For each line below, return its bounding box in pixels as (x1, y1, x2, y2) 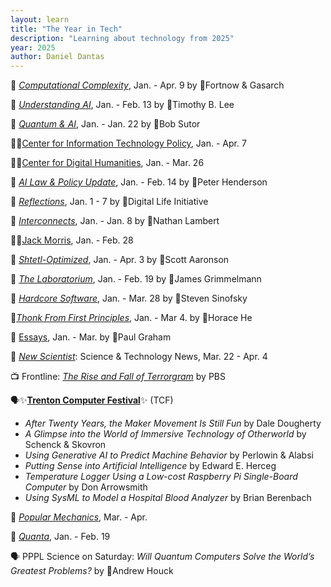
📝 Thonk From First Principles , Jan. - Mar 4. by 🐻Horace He (10, 312, 253, 324)
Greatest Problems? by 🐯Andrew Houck (10, 565, 174, 577)
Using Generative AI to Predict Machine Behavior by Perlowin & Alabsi (24, 449, 314, 461)
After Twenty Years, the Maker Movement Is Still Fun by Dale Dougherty (24, 417, 322, 430)
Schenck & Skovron (24, 439, 107, 451)
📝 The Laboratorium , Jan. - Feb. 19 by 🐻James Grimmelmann (10, 273, 262, 285)
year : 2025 (10, 42, 56, 53)
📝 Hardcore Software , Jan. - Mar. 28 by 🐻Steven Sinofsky (10, 292, 248, 305)
